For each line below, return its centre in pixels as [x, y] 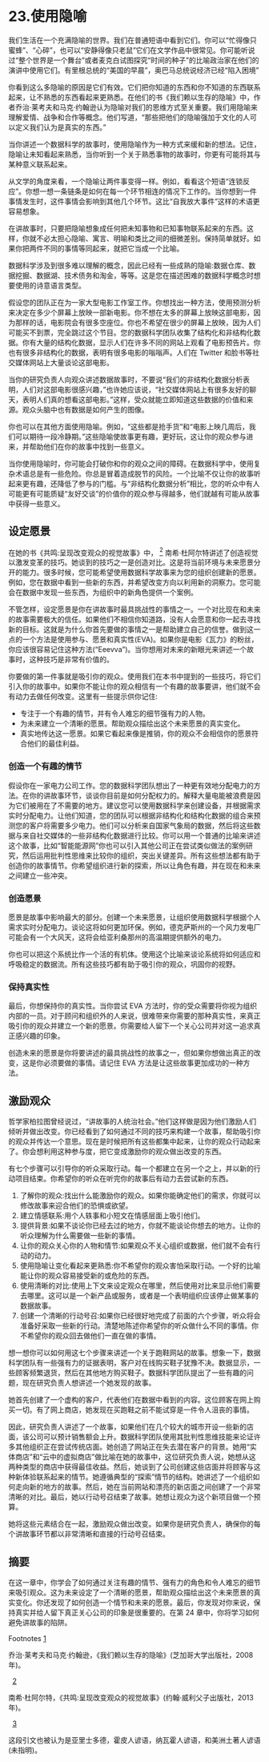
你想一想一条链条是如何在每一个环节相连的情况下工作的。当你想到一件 [141, 191]
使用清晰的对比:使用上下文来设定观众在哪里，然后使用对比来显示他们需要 [140, 1285]
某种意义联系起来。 [40, 164]
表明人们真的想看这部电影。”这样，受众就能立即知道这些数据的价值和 [134, 399]
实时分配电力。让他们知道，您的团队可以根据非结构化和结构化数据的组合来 [131, 815]
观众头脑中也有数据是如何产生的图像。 [85, 409]
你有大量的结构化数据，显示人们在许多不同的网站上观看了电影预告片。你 [141, 342]
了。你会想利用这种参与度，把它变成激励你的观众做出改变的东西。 [117, 1152]
